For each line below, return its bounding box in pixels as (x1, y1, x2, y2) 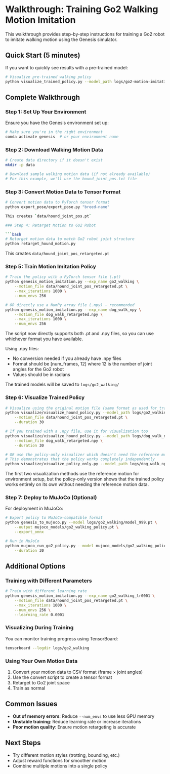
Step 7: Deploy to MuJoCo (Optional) (5, 494, 97, 501)
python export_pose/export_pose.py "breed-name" (5, 204, 110, 210)
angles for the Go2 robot (12, 366, 64, 373)
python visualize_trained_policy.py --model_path (5, 79, 112, 84)
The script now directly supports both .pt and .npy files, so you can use (5, 331, 154, 337)
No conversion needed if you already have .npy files (12, 355, 121, 361)
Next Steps (5, 739, 41, 747)
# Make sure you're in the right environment (5, 130, 103, 135)
